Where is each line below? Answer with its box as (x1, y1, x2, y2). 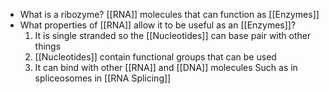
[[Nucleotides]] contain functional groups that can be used (34, 51, 277, 63)
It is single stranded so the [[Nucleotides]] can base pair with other (34, 30, 312, 41)
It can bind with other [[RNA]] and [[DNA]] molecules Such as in (34, 62, 298, 73)
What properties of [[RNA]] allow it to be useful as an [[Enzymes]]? (19, 19, 297, 31)
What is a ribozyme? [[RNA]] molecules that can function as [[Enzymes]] (19, 9, 320, 20)
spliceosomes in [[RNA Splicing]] (34, 72, 172, 84)
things (34, 40, 62, 52)
